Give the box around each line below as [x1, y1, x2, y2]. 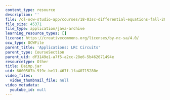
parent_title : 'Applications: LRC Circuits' [5, 45, 101, 50]
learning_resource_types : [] [5, 31, 67, 36]
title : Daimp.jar [5, 64, 42, 69]
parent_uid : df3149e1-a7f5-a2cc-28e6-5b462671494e [5, 54, 114, 60]
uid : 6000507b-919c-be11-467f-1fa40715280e [5, 69, 99, 74]
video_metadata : [5, 82, 39, 87]
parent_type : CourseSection [5, 49, 65, 55]
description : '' [5, 12, 39, 17]
